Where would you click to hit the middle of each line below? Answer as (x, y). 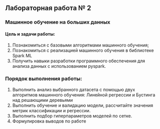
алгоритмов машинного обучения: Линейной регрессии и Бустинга (84, 95)
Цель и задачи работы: (30, 34)
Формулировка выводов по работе (49, 121)
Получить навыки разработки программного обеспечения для (79, 61)
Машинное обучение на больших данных (58, 22)
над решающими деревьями (42, 100)
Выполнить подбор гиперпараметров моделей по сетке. (72, 116)
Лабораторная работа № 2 (48, 8)
